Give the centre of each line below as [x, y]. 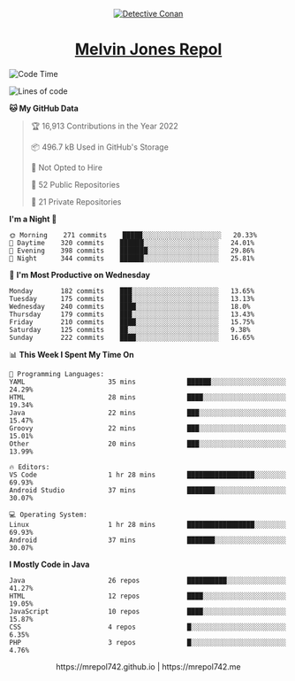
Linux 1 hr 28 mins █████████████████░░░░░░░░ [148, 524]
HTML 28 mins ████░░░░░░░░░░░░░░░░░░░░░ [148, 397]
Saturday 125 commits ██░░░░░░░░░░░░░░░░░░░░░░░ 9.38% [130, 329]
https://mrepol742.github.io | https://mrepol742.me [148, 666]
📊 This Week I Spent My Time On [72, 354]
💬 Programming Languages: [57, 374]
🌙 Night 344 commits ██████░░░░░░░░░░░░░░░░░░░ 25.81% [132, 258]
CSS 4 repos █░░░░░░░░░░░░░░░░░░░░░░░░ [148, 627]
